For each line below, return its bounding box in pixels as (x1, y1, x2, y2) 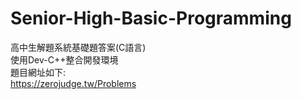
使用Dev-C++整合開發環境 (10, 53, 119, 66)
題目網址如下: (10, 66, 67, 78)
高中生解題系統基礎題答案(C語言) (10, 41, 147, 53)
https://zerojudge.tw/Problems (10, 77, 137, 89)
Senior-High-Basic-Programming (10, 7, 292, 30)
